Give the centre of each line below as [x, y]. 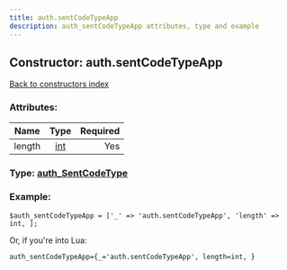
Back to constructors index [59, 84]
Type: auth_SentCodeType [69, 173]
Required [100, 130]
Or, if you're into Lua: [48, 240]
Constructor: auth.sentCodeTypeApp [116, 63]
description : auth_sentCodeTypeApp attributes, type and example [134, 26]
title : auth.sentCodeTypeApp [64, 18]
